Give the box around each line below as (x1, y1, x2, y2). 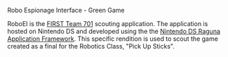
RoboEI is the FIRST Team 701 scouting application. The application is (7, 20, 208, 27)
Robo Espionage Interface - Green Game (7, 6, 125, 14)
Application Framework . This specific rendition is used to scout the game (7, 34, 219, 43)
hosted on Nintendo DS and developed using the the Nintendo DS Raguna (7, 27, 221, 35)
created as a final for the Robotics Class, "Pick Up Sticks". (7, 42, 175, 50)
